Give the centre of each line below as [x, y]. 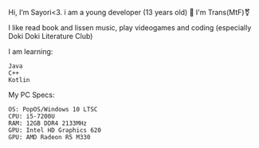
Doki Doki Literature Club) [51, 36]
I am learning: [31, 51]
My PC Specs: [31, 95]
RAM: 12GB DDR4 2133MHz [48, 123]
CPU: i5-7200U [32, 116]
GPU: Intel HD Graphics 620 [55, 130]
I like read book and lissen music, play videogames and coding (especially [130, 27]
